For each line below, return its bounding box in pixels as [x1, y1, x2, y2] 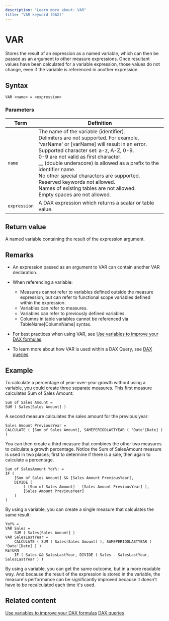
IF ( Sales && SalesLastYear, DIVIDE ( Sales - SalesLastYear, [14, 552, 150, 557]
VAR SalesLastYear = [5, 535, 49, 540]
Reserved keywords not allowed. [38, 178, 116, 185]
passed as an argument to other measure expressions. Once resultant [5, 56, 150, 62]
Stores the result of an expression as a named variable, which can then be [5, 50, 159, 57]
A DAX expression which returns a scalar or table [38, 199, 154, 206]
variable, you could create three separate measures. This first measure [5, 385, 152, 391]
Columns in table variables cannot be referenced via [20, 316, 129, 322]
